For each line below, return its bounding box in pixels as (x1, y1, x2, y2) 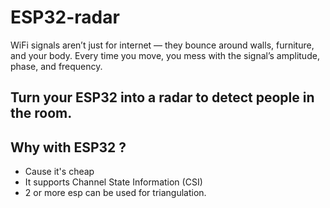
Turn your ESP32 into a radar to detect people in (10, 89, 315, 106)
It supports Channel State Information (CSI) (24, 176, 203, 188)
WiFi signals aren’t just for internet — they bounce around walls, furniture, (10, 39, 315, 51)
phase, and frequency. (10, 60, 103, 72)
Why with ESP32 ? (10, 139, 127, 156)
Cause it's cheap (24, 166, 95, 178)
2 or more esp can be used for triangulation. (24, 187, 207, 199)
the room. (10, 105, 73, 122)
